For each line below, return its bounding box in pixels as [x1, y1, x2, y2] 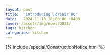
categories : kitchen [5, 30, 49, 35]
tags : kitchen [5, 26, 35, 31]
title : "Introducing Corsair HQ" [5, 12, 78, 17]
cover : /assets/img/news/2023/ [5, 21, 71, 26]
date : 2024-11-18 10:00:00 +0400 [5, 16, 80, 21]
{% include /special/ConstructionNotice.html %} [5, 44, 105, 50]
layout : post [5, 7, 33, 12]
